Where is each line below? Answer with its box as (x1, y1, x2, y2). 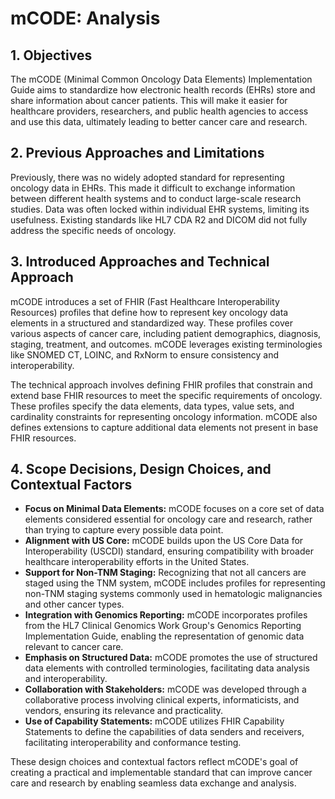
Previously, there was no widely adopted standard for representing (10, 171, 285, 183)
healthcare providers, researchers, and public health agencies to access (10, 105, 309, 117)
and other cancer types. (24, 598, 125, 611)
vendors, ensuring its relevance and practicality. (24, 705, 224, 717)
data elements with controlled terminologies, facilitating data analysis (24, 662, 310, 674)
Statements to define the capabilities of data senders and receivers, (24, 726, 305, 738)
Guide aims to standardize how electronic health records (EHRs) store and (10, 84, 316, 96)
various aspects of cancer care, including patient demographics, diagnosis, (10, 327, 322, 339)
